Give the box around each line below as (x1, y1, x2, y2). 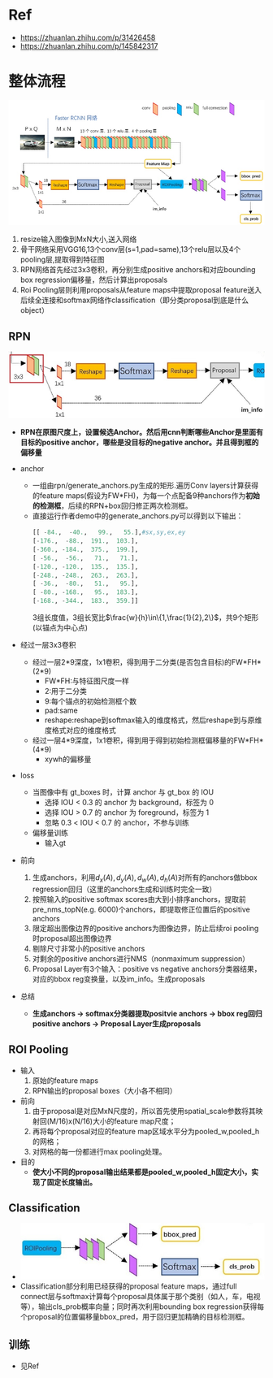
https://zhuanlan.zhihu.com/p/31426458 (19, 32, 156, 42)
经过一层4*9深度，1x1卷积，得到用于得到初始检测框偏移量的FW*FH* (32, 735, 264, 745)
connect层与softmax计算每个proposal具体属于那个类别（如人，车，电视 (19, 1291, 261, 1301)
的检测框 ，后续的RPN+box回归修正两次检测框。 (32, 501, 193, 511)
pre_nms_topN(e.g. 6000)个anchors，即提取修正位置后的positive (32, 904, 250, 914)
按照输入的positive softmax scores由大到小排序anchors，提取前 (32, 894, 246, 903)
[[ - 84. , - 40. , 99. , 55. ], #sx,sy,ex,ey (32, 528, 186, 537)
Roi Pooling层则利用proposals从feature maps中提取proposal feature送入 (19, 285, 262, 295)
